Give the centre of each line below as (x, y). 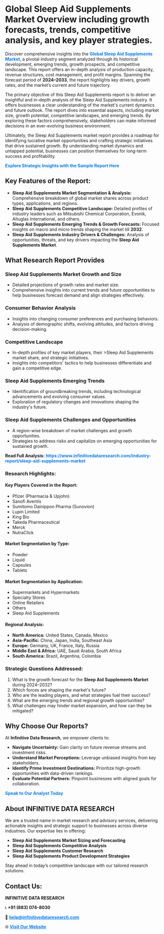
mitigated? (23, 711)
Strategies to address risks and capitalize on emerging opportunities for (84, 441)
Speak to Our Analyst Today (34, 793)
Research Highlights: (31, 473)
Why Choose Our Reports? (47, 726)
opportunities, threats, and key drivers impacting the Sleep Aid (76, 240)
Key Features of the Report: (48, 181)
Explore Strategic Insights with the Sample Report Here (62, 166)
